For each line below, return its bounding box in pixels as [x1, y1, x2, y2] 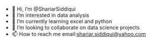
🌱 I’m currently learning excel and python [11, 18, 112, 24]
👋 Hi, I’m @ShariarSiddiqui [11, 6, 76, 12]
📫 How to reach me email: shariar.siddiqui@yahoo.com [11, 31, 146, 37]
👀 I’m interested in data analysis [11, 12, 90, 19]
